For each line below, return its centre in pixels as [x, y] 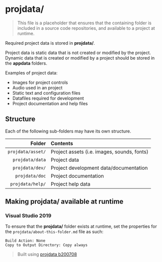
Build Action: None [25, 241]
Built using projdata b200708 [47, 255]
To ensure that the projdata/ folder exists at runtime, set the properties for [81, 226]
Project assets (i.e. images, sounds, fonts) [99, 151]
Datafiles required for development [48, 98]
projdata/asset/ [27, 152]
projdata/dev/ [29, 168]
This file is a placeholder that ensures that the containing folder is [84, 23]
